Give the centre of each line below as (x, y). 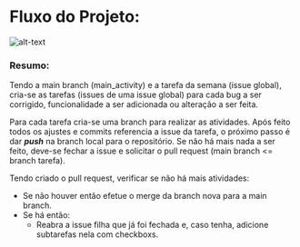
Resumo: (30, 65)
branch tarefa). (37, 161)
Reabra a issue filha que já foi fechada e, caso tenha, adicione (152, 225)
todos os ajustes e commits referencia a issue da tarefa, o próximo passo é (150, 132)
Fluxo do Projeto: (75, 17)
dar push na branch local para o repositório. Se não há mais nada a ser (142, 142)
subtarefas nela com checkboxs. (97, 234)
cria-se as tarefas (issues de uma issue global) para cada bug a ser (135, 95)
